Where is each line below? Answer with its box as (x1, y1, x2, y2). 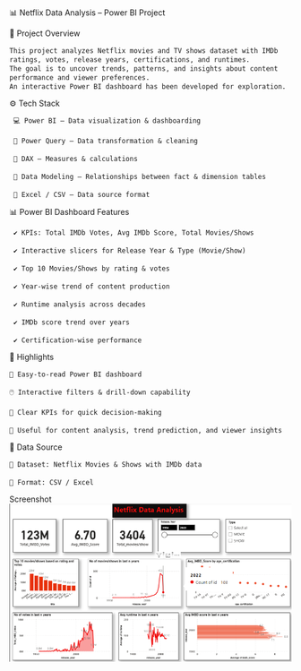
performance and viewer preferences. (9, 73, 150, 82)
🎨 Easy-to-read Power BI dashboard (9, 370, 142, 379)
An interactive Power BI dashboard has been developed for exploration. (9, 82, 287, 91)
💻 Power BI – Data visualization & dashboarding (13, 116, 202, 125)
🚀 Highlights (9, 352, 55, 362)
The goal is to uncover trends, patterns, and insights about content (9, 65, 279, 73)
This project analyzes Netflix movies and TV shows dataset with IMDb (9, 47, 279, 56)
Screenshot (9, 494, 52, 504)
